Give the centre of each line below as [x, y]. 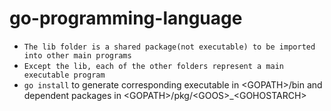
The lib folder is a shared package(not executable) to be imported [169, 47]
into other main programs [77, 55]
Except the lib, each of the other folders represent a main [154, 66]
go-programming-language [126, 18]
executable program [64, 75]
